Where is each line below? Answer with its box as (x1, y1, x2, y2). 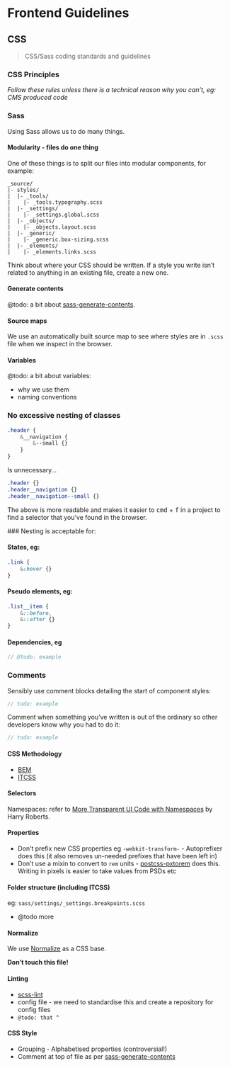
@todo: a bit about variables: (7, 372, 92, 380)
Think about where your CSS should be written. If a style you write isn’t (7, 261, 215, 269)
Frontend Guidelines (7, 5, 130, 21)
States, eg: (7, 543, 40, 552)
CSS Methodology (7, 749, 62, 758)
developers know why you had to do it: (7, 720, 120, 729)
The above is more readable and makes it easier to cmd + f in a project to (7, 505, 221, 514)
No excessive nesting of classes (7, 411, 121, 421)
